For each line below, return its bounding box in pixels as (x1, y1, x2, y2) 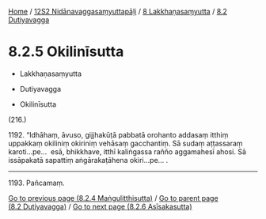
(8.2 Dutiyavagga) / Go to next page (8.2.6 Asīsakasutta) (8, 202, 192, 211)
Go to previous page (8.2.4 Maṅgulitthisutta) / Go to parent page (8, 193, 219, 202)
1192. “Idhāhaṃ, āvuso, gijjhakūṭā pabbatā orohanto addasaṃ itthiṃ (8, 130, 229, 139)
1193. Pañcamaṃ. (8, 178, 65, 187)
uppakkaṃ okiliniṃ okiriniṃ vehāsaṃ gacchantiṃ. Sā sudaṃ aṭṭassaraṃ (8, 138, 243, 148)
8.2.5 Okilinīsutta (8, 43, 124, 61)
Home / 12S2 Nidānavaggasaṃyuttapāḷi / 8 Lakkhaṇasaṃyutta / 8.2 (8, 7, 228, 16)
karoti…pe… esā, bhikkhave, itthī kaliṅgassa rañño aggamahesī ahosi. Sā (8, 146, 247, 157)
